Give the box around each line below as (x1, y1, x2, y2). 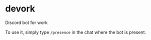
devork (5, 3, 35, 14)
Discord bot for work (5, 19, 48, 25)
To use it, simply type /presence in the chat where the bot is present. (5, 29, 146, 35)
